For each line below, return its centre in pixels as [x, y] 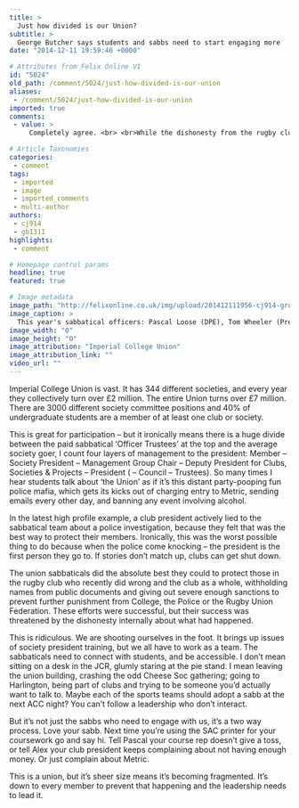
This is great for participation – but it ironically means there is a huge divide [147, 434]
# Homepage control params [59, 265]
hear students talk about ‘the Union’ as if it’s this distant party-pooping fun [145, 481]
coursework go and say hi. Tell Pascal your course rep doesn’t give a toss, [145, 739]
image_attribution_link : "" [61, 355]
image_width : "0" [41, 331]
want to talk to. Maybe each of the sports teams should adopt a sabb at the [147, 694]
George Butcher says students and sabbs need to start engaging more [149, 42]
